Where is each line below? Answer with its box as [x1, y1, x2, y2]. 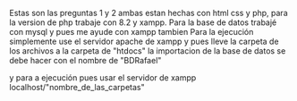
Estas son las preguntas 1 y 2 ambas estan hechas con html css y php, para [9, 8, 288, 18]
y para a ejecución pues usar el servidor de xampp [9, 72, 197, 83]
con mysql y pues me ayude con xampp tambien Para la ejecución [9, 27, 254, 37]
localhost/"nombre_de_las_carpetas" [9, 82, 145, 92]
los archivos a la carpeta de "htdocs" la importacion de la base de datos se [9, 46, 286, 56]
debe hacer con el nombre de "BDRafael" [9, 55, 162, 65]
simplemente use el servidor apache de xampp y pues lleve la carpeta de [9, 36, 279, 46]
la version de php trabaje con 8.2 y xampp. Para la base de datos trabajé [9, 17, 277, 28]
